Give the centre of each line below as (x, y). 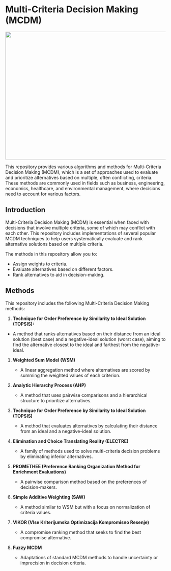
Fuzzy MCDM (27, 547)
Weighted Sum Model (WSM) (44, 360)
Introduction (25, 210)
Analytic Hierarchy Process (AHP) (49, 385)
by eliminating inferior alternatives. (56, 456)
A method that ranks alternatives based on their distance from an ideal (87, 334)
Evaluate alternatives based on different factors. (63, 269)
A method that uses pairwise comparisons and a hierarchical (84, 395)
